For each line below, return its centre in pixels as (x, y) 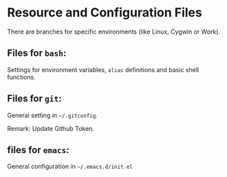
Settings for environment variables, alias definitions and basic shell (103, 69)
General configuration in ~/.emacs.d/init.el (70, 167)
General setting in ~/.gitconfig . (52, 115)
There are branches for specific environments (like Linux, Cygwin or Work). (114, 32)
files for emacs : (39, 150)
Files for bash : (37, 53)
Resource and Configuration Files (105, 13)
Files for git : (34, 98)
